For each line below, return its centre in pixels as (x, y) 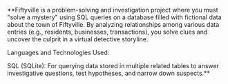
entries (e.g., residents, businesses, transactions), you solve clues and (107, 32)
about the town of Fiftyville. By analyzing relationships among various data (113, 24)
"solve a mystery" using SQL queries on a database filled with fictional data (115, 17)
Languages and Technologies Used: (58, 52)
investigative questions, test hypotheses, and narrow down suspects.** (109, 73)
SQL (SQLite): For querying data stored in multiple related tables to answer (113, 66)
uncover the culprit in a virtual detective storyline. (78, 39)
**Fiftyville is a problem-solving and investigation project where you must (113, 10)
